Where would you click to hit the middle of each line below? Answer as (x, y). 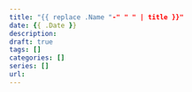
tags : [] (25, 50)
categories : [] (37, 58)
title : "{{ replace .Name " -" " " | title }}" (96, 17)
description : (33, 33)
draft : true (31, 42)
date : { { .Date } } (43, 25)
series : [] (29, 67)
